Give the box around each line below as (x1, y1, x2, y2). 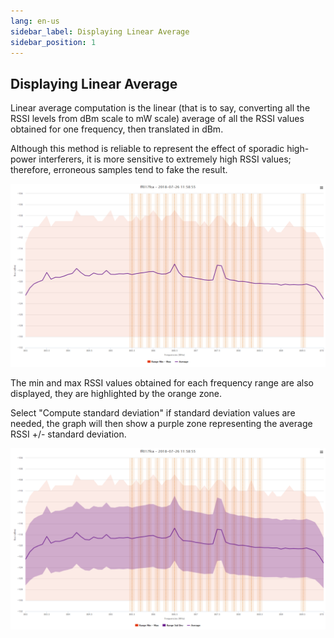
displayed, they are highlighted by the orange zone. (10, 387, 223, 399)
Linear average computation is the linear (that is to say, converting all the (10, 102, 311, 114)
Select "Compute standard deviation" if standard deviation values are (10, 406, 296, 419)
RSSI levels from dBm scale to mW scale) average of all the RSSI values (10, 113, 305, 125)
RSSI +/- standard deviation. (10, 428, 127, 440)
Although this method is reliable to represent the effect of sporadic (10, 143, 285, 155)
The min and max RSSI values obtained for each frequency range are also (10, 376, 314, 389)
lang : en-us (10, 16, 60, 26)
